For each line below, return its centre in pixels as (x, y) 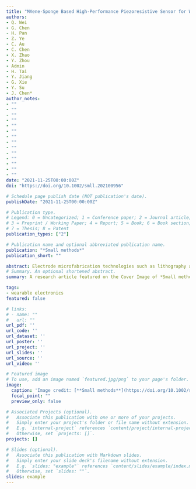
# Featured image (27, 374)
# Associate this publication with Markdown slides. (74, 455)
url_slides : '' (24, 353)
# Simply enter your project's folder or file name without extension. (98, 423)
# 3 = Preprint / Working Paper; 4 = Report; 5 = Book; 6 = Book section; (99, 223)
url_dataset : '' (26, 336)
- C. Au (15, 45)
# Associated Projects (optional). (49, 412)
